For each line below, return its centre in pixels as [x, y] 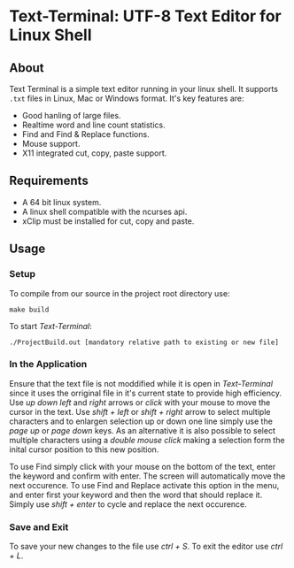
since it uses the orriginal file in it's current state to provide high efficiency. [145, 393]
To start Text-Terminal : [51, 326]
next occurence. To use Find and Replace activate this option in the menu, [144, 485]
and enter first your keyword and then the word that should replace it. [136, 495]
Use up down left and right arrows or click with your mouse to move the [140, 402]
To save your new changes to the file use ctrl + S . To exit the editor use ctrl [146, 547]
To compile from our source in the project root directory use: [120, 293]
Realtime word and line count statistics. [93, 125]
